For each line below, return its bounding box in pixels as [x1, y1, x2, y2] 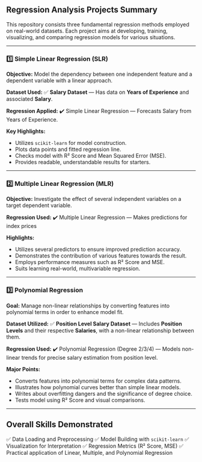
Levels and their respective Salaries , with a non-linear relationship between [6, 327, 194, 334]
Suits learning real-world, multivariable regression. [14, 265, 141, 273]
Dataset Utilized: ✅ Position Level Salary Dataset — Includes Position [6, 320, 182, 327]
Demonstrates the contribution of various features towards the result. [14, 252, 187, 259]
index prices [6, 223, 37, 230]
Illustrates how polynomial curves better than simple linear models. [14, 383, 181, 390]
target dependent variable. [6, 202, 72, 209]
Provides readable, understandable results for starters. [14, 159, 151, 166]
